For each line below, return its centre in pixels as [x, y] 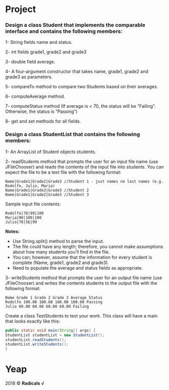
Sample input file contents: [33, 204]
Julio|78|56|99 [21, 222]
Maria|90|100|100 [23, 218]
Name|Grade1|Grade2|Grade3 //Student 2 [47, 190]
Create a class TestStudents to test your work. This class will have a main [81, 315]
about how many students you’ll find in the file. [61, 252]
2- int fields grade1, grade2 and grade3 [46, 52]
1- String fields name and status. [39, 42]
